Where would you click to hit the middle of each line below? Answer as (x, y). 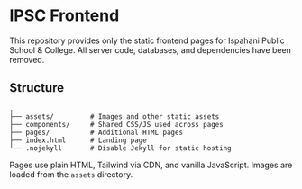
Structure (37, 88)
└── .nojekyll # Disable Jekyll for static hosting (120, 148)
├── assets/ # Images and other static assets (114, 117)
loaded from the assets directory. (71, 174)
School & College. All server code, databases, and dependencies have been (150, 49)
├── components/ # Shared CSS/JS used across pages (116, 124)
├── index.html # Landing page (78, 140)
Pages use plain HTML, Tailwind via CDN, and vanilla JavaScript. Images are (151, 165)
